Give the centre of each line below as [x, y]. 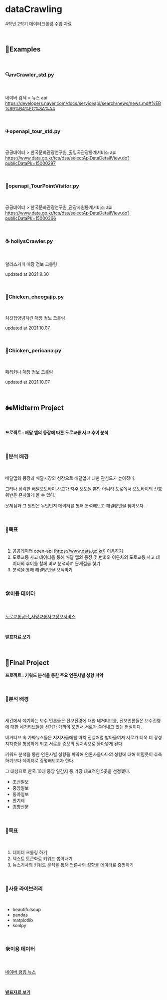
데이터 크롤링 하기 [30, 852]
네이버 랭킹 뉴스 [21, 972]
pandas [20, 915]
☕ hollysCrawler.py [29, 241]
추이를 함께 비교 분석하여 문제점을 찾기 [63, 563]
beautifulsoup [27, 909]
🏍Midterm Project [34, 408]
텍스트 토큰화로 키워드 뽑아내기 [42, 859]
